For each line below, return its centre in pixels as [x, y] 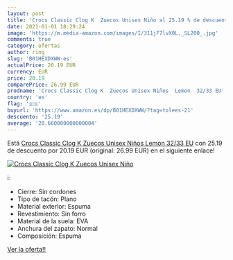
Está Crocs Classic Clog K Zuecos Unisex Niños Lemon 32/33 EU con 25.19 [115, 143]
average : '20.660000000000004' [52, 123]
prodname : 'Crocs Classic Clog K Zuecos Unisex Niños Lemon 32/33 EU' [116, 91]
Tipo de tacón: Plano [47, 199]
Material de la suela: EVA [53, 221]
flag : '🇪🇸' [24, 104]
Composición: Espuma [49, 236]
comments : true [29, 40]
